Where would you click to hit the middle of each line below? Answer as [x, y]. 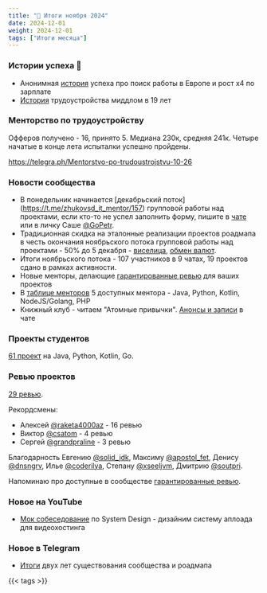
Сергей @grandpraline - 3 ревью [75, 442]
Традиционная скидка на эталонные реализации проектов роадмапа [138, 234]
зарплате [35, 92]
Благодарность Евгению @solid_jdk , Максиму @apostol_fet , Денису [124, 457]
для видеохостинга [52, 528]
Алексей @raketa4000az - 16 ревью [81, 425]
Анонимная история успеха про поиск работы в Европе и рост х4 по [137, 83]
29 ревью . [26, 394]
